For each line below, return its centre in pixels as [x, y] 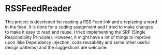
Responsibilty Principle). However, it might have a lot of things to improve [78, 37]
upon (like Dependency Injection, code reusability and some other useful [77, 42]
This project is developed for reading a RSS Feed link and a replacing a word [81, 22]
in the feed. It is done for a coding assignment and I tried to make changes [79, 27]
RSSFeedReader [38, 8]
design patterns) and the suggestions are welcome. [56, 47]
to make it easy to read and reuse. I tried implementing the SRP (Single [75, 32]
